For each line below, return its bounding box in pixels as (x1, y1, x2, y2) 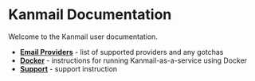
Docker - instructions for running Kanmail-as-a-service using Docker (19, 56, 248, 65)
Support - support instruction (19, 64, 118, 73)
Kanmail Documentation (8, 6, 172, 24)
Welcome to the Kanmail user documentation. (8, 32, 158, 41)
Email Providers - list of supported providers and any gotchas (19, 47, 224, 56)
